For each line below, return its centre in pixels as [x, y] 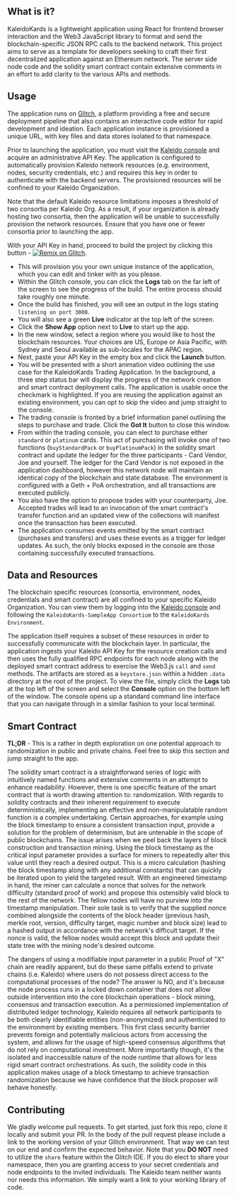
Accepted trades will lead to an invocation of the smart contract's [113, 507]
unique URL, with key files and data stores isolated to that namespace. [110, 136]
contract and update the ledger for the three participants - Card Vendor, [122, 455]
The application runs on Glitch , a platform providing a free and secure [109, 114]
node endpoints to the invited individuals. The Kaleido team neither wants [114, 1172]
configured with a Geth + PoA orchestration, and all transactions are [117, 485]
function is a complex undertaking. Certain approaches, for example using [116, 817]
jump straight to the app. [43, 759]
